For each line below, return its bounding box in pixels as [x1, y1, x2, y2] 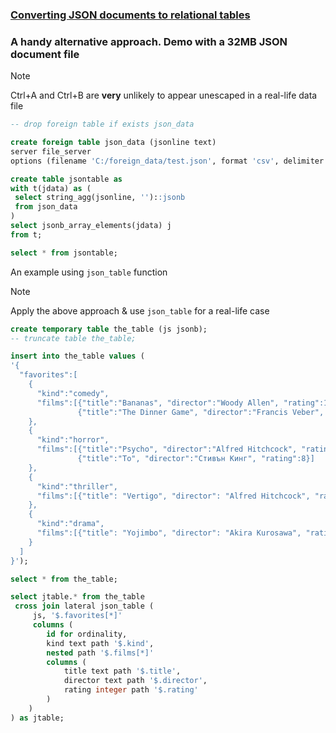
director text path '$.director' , [63, 676, 208, 686]
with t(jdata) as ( [10, 183, 92, 193]
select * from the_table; [10, 574, 118, 584]
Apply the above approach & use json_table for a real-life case [10, 304, 270, 317]
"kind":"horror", [36, 435, 110, 445]
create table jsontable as [10, 174, 123, 184]
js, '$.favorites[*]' [32, 611, 123, 621]
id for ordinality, [46, 629, 128, 639]
